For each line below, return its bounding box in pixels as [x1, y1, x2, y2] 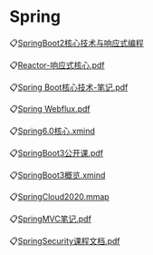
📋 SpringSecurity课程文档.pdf [9, 235, 120, 246]
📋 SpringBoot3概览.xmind [9, 170, 106, 181]
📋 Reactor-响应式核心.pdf [9, 59, 106, 70]
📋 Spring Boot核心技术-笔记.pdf [9, 82, 129, 93]
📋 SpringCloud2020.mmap [9, 191, 110, 201]
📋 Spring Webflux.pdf [9, 103, 91, 114]
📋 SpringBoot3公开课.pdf [9, 147, 104, 158]
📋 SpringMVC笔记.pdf [9, 213, 92, 224]
